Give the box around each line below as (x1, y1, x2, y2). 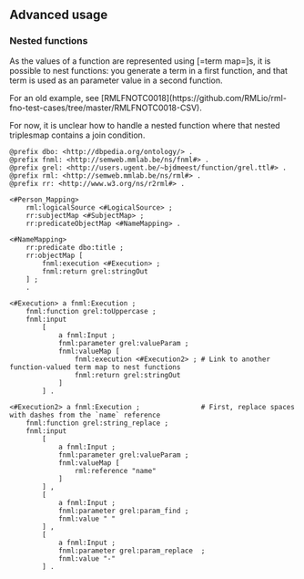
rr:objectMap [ (25, 251, 84, 260)
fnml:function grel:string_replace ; (25, 419, 169, 428)
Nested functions (9, 35, 88, 47)
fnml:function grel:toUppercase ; (25, 306, 157, 315)
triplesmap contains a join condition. (9, 129, 146, 140)
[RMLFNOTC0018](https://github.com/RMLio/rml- (101, 92, 287, 103)
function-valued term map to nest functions (9, 362, 181, 372)
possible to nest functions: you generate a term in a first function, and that (9, 65, 289, 76)
